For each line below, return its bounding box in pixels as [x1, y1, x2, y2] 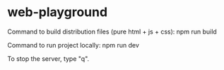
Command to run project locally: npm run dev [7, 41, 139, 49]
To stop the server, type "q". [7, 54, 90, 63]
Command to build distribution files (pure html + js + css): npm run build [7, 27, 217, 36]
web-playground [7, 4, 108, 20]
